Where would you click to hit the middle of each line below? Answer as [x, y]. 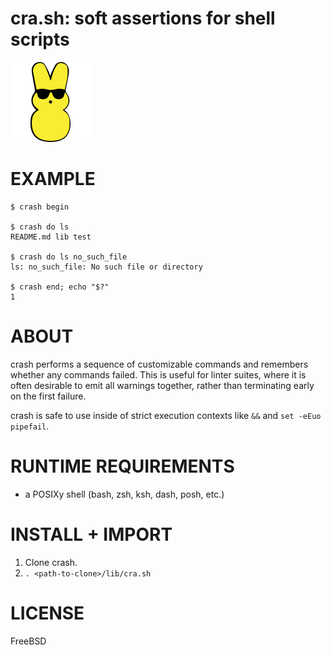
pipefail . [30, 426]
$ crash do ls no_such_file [69, 257]
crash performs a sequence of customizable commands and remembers [159, 364]
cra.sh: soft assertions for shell [143, 18]
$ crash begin [40, 207]
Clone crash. [51, 562]
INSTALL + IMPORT [91, 534]
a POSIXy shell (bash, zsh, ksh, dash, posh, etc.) [124, 494]
